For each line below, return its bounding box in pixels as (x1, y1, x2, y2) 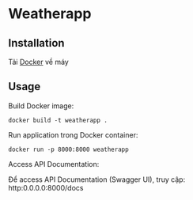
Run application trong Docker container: (8, 130, 138, 139)
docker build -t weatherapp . (8, 116, 108, 124)
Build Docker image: (8, 100, 74, 111)
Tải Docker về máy (8, 57, 69, 66)
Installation (8, 36, 65, 50)
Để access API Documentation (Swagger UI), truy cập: (8, 175, 186, 184)
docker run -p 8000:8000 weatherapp (8, 145, 129, 153)
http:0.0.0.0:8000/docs (8, 183, 84, 192)
